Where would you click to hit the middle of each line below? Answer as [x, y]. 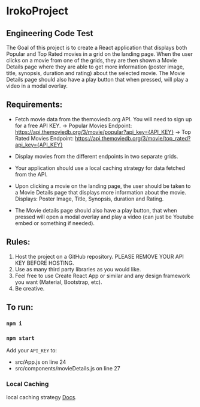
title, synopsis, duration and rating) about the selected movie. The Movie [96, 73]
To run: [20, 307]
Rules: [18, 242]
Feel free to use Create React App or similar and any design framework [102, 276]
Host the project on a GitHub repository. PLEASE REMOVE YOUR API [99, 256]
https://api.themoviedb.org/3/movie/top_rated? [133, 138]
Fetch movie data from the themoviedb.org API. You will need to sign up [103, 119]
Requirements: [34, 105]
